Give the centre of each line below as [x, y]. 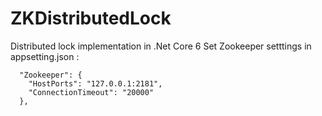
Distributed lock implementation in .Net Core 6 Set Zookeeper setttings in [161, 46]
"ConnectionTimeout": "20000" [91, 92]
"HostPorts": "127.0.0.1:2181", [95, 83]
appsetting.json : [45, 56]
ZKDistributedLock [91, 18]
